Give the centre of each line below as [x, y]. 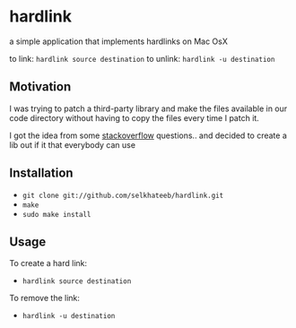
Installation [41, 173]
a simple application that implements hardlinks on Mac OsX [119, 41]
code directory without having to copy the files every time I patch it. [135, 117]
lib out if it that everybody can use [73, 144]
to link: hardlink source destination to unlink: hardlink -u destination [142, 58]
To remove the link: [45, 298]
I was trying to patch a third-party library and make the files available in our [148, 108]
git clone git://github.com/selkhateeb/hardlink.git [123, 195]
